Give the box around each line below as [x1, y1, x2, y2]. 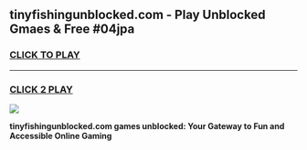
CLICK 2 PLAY [9, 83, 73, 95]
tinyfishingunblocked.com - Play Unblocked [9, 7, 266, 23]
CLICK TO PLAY [9, 49, 80, 62]
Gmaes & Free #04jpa [9, 22, 135, 37]
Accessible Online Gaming [9, 130, 112, 141]
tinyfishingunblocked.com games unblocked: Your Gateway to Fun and [9, 120, 285, 131]
